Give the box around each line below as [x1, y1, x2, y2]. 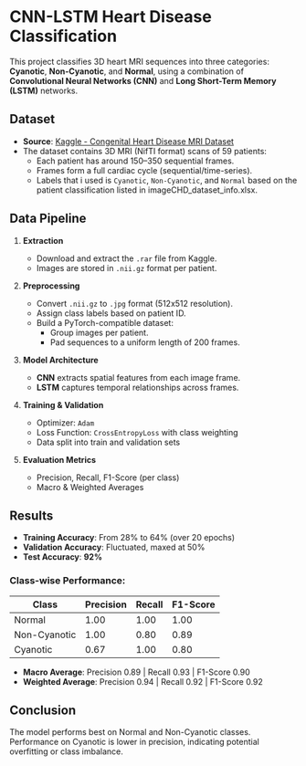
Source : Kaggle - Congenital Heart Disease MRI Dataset [22, 135, 235, 147]
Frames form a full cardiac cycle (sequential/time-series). [36, 164, 253, 175]
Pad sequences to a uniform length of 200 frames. [49, 336, 240, 348]
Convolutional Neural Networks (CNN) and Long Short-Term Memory [9, 75, 277, 86]
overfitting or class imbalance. [9, 746, 123, 757]
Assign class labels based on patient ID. [36, 308, 186, 319]
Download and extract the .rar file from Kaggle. [36, 253, 217, 264]
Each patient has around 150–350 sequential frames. [36, 155, 235, 166]
